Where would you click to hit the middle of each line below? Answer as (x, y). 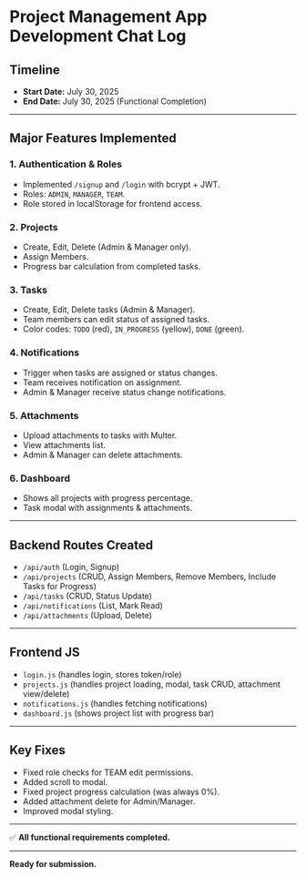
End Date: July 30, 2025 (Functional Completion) (115, 101)
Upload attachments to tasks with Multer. (100, 435)
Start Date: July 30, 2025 (71, 92)
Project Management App (108, 17)
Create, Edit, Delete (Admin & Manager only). (107, 247)
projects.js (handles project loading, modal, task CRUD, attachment (151, 684)
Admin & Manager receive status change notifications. (124, 392)
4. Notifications (45, 352)
